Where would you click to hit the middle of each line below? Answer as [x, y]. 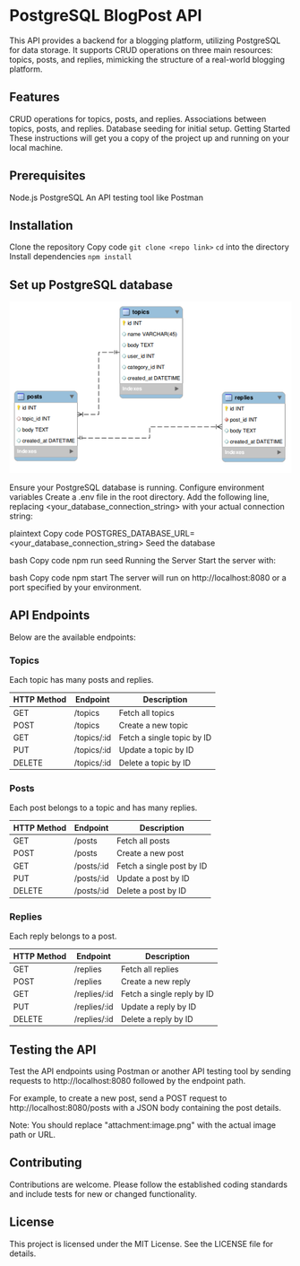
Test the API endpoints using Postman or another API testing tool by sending [150, 1071]
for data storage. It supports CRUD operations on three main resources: [141, 49]
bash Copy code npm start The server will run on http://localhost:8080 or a [148, 577]
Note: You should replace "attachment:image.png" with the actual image [142, 1125]
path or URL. [33, 1135]
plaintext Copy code [47, 533]
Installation [41, 225]
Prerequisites [47, 176]
